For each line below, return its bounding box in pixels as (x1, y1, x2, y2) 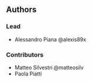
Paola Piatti (14, 70, 42, 77)
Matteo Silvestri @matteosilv (14, 64, 84, 71)
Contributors (6, 50, 44, 58)
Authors (6, 5, 37, 15)
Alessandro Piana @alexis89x (14, 35, 87, 43)
